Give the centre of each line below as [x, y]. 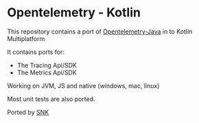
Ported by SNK [28, 112]
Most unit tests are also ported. [51, 99]
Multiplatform [26, 38]
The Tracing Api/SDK [47, 65]
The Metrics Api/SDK [47, 72]
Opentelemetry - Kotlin [74, 13]
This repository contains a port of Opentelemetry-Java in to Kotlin [100, 31]
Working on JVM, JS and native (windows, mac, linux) [83, 85]
